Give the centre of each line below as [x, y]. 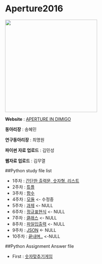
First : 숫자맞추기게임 [32, 256]
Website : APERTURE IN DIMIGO [38, 119]
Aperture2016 [34, 9]
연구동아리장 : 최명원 [25, 140]
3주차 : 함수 [23, 193]
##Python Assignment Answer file [40, 246]
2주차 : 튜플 [23, 187]
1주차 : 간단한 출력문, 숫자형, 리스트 [46, 181]
